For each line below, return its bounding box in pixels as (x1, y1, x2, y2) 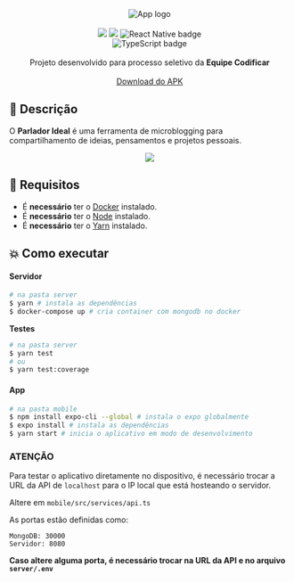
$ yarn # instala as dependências (9, 299, 138, 308)
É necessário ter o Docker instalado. (21, 201, 158, 212)
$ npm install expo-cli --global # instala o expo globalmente (9, 413, 249, 422)
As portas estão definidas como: (9, 514, 129, 525)
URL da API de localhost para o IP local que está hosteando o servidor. (9, 480, 272, 491)
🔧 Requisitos (9, 177, 80, 193)
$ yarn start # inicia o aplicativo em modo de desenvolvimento (9, 430, 253, 439)
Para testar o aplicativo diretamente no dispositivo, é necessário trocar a (9, 471, 276, 481)
